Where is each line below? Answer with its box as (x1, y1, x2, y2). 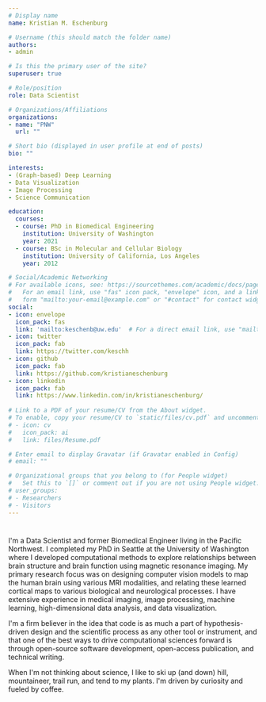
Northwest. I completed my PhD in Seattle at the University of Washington (8, 544, 249, 554)
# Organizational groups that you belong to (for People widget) (8, 472, 228, 480)
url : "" (15, 128, 41, 136)
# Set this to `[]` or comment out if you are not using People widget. (8, 479, 260, 488)
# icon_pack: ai (8, 428, 69, 436)
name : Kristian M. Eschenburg (8, 19, 108, 27)
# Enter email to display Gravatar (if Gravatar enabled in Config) (8, 450, 239, 458)
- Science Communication (8, 194, 90, 201)
